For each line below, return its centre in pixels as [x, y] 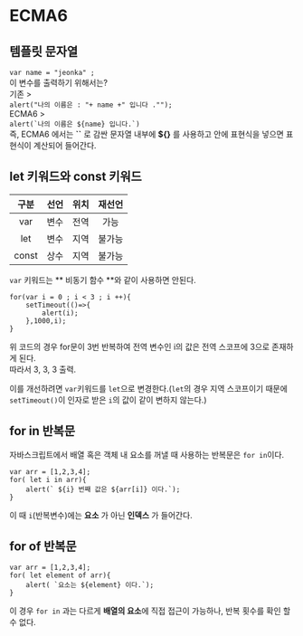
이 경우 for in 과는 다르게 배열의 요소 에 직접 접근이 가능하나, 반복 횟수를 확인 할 [150, 611]
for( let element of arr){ [60, 575]
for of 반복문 [43, 547]
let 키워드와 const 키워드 [76, 177]
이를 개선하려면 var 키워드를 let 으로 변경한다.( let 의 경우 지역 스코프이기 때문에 [148, 388]
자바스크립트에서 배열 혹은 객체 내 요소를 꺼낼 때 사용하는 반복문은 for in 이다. [147, 454]
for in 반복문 [43, 431]
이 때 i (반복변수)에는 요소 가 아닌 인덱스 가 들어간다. [101, 515]
